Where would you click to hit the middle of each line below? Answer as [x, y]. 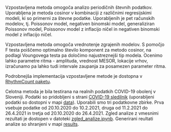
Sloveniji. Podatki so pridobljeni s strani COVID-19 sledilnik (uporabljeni [80, 97]
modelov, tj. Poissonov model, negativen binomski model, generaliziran [80, 24]
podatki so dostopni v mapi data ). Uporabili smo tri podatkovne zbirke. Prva [85, 102]
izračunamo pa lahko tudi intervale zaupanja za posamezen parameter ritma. [86, 66]
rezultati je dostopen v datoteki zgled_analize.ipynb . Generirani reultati [79, 119]
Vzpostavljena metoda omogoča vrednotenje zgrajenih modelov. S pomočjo [85, 45]
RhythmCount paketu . [28, 82]
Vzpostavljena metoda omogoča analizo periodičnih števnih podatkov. [79, 7]
